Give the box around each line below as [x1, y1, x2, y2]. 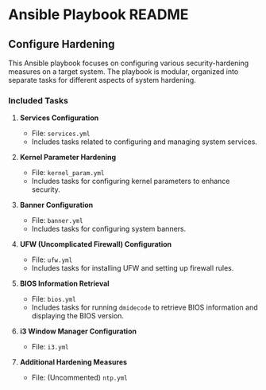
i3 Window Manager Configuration [19, 326, 137, 336]
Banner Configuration [19, 201, 94, 210]
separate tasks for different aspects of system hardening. [8, 76, 196, 84]
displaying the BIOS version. [31, 311, 125, 321]
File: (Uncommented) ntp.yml [31, 372, 129, 383]
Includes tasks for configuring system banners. [31, 224, 187, 234]
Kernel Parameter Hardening [19, 153, 117, 162]
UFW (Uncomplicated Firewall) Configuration [19, 240, 172, 249]
